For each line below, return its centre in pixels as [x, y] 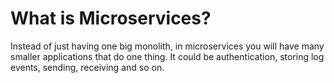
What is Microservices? [111, 18]
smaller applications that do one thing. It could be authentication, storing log [167, 56]
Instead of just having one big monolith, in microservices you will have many [167, 46]
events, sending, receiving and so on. [87, 67]
